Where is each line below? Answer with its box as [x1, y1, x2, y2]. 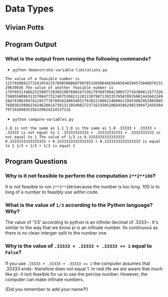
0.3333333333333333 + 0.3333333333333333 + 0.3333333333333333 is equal [5, 139, 161, 144]
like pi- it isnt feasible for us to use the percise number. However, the [5, 271, 148, 277]
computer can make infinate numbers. [5, 276, 85, 282]
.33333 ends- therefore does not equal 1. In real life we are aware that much [5, 265, 163, 272]
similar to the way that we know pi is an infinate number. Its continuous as [5, 225, 158, 231]
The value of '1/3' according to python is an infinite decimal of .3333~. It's [5, 219, 158, 226]
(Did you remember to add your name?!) [5, 286, 89, 292]
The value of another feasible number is [25, 85, 114, 91]
